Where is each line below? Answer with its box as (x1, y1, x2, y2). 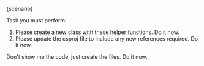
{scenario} (6, 5, 33, 12)
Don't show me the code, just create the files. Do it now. (6, 53, 148, 60)
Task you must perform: (6, 17, 67, 24)
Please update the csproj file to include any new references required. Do (15, 35, 198, 42)
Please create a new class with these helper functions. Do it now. (15, 28, 179, 36)
